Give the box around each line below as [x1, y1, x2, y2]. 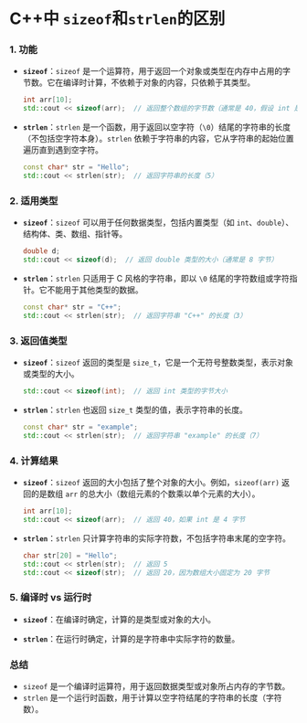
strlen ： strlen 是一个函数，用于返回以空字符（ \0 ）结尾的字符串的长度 [22, 122, 291, 133]
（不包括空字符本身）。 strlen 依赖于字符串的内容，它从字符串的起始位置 [22, 133, 294, 144]
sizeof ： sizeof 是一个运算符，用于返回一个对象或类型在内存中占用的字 [22, 66, 291, 77]
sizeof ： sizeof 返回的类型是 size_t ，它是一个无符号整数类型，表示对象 [22, 357, 294, 368]
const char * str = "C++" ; [22, 303, 122, 312]
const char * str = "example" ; [22, 422, 139, 431]
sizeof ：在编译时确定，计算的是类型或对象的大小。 [22, 613, 217, 624]
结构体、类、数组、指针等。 [22, 229, 128, 239]
